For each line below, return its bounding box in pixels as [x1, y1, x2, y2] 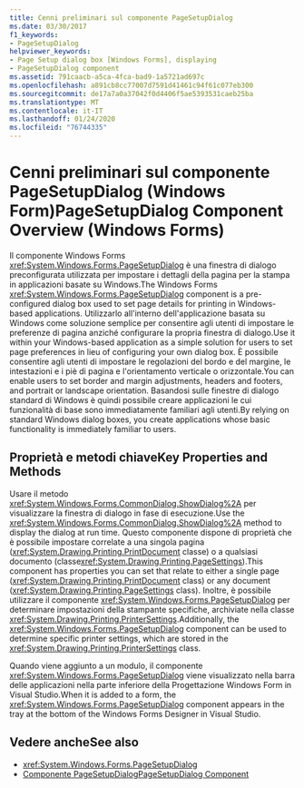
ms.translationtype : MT [9, 97, 100, 107]
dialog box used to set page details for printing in [52, 298, 236, 309]
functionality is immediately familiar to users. [9, 423, 177, 434]
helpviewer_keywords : [9, 47, 92, 56]
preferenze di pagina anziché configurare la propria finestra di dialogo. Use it [9, 327, 296, 338]
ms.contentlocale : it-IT [9, 106, 103, 115]
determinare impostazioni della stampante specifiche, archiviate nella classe [9, 604, 295, 615]
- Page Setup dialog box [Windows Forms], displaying [9, 55, 218, 64]
